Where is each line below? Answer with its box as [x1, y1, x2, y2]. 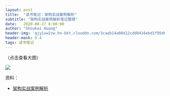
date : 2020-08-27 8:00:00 [5, 21, 65, 27]
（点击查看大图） [5, 54, 41, 60]
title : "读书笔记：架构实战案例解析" [5, 12, 77, 17]
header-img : [5, 31, 30, 36]
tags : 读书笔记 [5, 40, 34, 45]
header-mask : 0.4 [5, 36, 42, 41]
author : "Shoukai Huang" [5, 26, 58, 31]
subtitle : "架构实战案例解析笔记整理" [5, 17, 78, 22]
